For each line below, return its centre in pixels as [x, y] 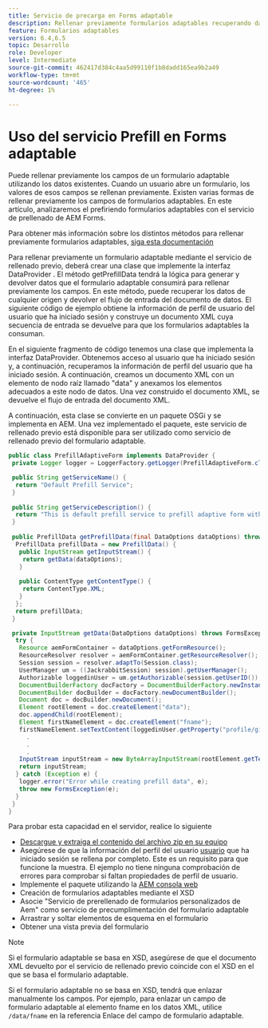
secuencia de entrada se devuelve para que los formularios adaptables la [129, 325]
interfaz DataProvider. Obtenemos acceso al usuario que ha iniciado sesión [132, 358]
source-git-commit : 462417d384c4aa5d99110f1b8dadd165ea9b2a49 [114, 68]
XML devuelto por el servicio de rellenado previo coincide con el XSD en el [131, 966]
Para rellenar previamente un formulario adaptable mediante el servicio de [130, 257]
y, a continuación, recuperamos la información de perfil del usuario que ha [130, 366]
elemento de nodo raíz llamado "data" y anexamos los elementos [115, 383]
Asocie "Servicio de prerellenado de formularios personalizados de [130, 901]
